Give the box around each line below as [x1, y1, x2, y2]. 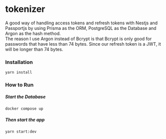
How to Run [5, 81, 34, 88]
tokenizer [5, 3, 46, 15]
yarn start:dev [5, 129, 37, 135]
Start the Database [5, 93, 46, 100]
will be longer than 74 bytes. [5, 46, 63, 52]
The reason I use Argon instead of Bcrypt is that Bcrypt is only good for [5, 36, 152, 42]
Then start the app [5, 117, 45, 123]
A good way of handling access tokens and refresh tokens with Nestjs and [5, 20, 158, 26]
